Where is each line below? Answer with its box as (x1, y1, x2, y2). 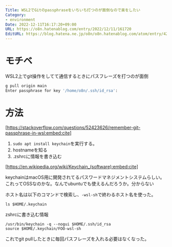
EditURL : (5, 31, 24, 36)
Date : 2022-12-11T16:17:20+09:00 (5, 22, 77, 27)
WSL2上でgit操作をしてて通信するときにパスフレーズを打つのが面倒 (5, 73, 148, 79)
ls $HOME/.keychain (5, 201, 47, 207)
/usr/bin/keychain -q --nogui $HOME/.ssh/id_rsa (5, 221, 111, 226)
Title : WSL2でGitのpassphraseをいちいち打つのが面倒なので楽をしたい (5, 7, 141, 13)
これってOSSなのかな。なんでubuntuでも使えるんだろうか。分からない (5, 180, 154, 186)
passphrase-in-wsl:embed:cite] (5, 129, 72, 136)
